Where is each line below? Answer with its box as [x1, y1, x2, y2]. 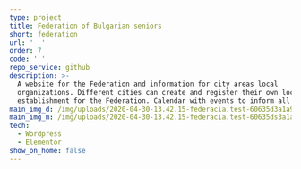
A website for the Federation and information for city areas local [17, 80, 279, 89]
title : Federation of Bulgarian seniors [9, 21, 163, 30]
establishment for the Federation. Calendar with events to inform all [17, 96, 291, 106]
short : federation [9, 30, 78, 38]
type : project [9, 13, 63, 22]
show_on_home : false [9, 146, 87, 155]
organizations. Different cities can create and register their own [17, 88, 279, 97]
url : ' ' [9, 38, 47, 47]
